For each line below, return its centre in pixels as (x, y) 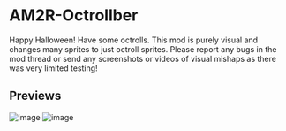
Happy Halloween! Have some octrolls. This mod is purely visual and (134, 40)
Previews (35, 96)
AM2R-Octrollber (74, 15)
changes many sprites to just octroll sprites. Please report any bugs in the (143, 49)
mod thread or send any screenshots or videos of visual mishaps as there (143, 58)
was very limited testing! (54, 68)
